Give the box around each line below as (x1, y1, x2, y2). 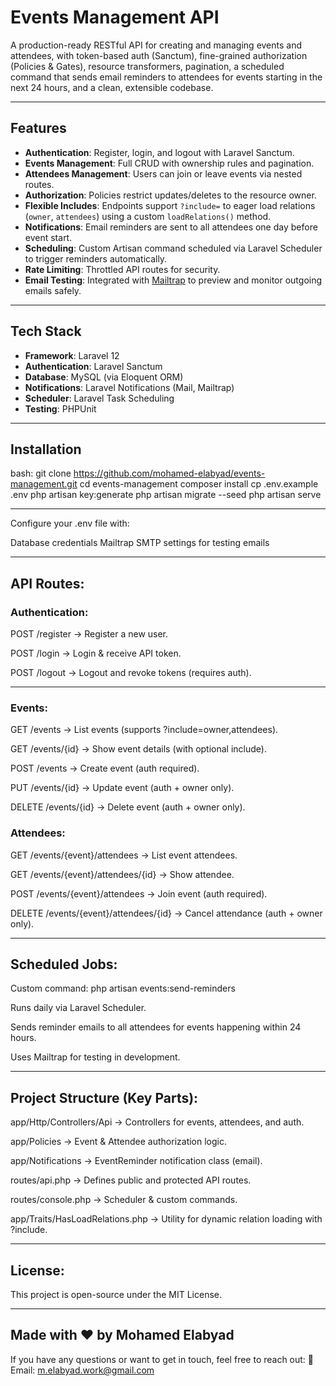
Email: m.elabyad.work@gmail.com (10, 1364, 155, 1376)
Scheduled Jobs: (10, 956, 118, 973)
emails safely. (24, 284, 82, 296)
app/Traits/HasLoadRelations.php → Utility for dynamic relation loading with (10, 1213, 323, 1225)
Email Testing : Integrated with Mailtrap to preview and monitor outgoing (24, 274, 323, 286)
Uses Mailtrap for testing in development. (10, 1051, 181, 1063)
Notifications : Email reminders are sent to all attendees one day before (24, 221, 318, 233)
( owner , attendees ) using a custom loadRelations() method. (24, 210, 272, 222)
